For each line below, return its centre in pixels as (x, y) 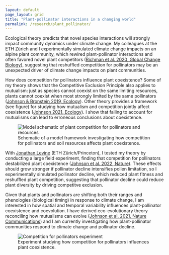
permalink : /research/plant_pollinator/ (48, 24)
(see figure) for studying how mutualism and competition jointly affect (77, 107)
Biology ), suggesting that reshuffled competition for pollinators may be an (82, 65)
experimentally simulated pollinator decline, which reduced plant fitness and (84, 175)
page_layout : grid (24, 15)
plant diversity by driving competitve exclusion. (54, 185)
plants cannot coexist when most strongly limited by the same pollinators (81, 96)
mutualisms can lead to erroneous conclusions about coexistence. (74, 117)
